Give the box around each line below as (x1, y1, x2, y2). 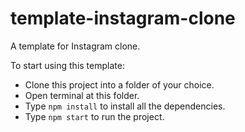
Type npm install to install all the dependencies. (24, 100, 226, 112)
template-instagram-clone (10, 7, 236, 30)
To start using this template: (10, 59, 125, 71)
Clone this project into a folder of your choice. (24, 78, 215, 91)
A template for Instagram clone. (10, 40, 141, 52)
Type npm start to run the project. (24, 110, 165, 122)
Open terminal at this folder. (24, 89, 140, 101)
